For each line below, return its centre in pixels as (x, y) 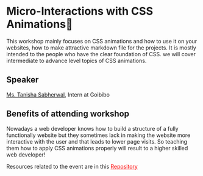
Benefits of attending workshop (68, 114)
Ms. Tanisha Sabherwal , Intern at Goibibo (58, 94)
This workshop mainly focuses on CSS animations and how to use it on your (102, 41)
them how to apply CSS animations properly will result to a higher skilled (97, 148)
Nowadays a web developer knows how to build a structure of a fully (92, 128)
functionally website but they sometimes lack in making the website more (98, 135)
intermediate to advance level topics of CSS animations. (77, 61)
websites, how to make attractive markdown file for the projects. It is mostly (101, 48)
